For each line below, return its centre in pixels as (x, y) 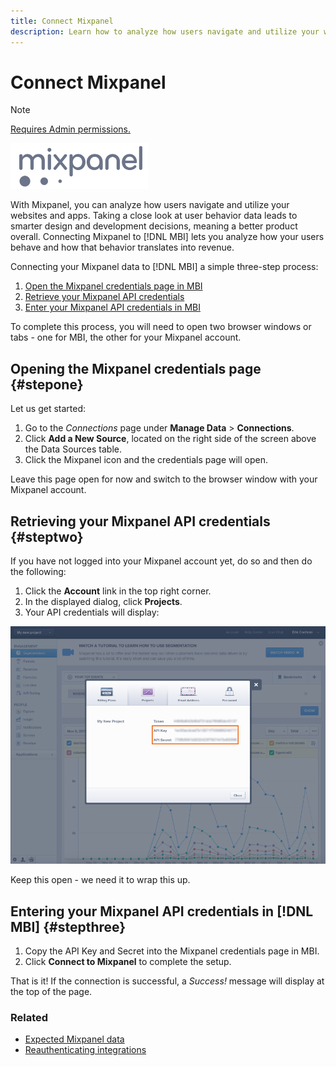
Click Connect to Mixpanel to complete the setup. (128, 962)
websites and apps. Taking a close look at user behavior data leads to (154, 216)
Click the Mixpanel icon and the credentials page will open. (146, 460)
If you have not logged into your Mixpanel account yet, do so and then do (161, 561)
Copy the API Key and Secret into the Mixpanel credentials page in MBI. (172, 951)
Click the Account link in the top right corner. (118, 591)
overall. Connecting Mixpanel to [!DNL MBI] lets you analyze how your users (167, 237)
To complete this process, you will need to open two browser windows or (161, 327)
